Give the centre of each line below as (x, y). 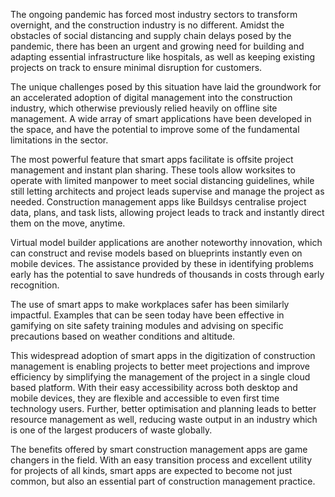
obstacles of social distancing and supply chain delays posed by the (151, 35)
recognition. (35, 285)
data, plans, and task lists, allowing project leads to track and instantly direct (167, 212)
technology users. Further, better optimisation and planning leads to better (163, 408)
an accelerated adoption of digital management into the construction (151, 97)
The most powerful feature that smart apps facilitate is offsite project (152, 159)
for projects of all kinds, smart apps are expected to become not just (151, 470)
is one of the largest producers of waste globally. (111, 430)
